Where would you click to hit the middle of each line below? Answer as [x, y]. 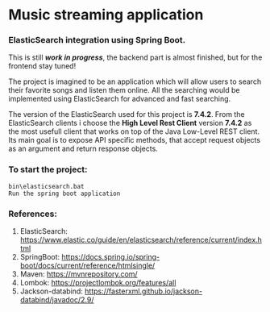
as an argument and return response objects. [83, 149]
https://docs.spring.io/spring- [110, 257]
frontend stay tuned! [42, 66]
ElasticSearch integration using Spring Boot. [97, 40]
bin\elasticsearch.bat [46, 186]
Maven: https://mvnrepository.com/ [79, 274]
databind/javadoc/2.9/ [57, 300]
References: [33, 214]
